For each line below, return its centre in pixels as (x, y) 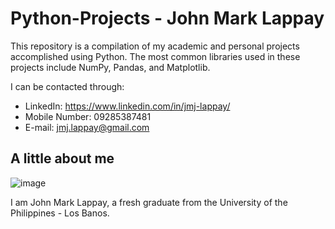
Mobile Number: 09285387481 (88, 116)
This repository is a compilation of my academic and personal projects (155, 46)
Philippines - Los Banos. (60, 213)
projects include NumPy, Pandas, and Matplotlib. (110, 67)
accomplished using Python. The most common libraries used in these (155, 56)
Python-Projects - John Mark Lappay (167, 18)
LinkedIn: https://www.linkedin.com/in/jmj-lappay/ (127, 106)
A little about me (62, 158)
